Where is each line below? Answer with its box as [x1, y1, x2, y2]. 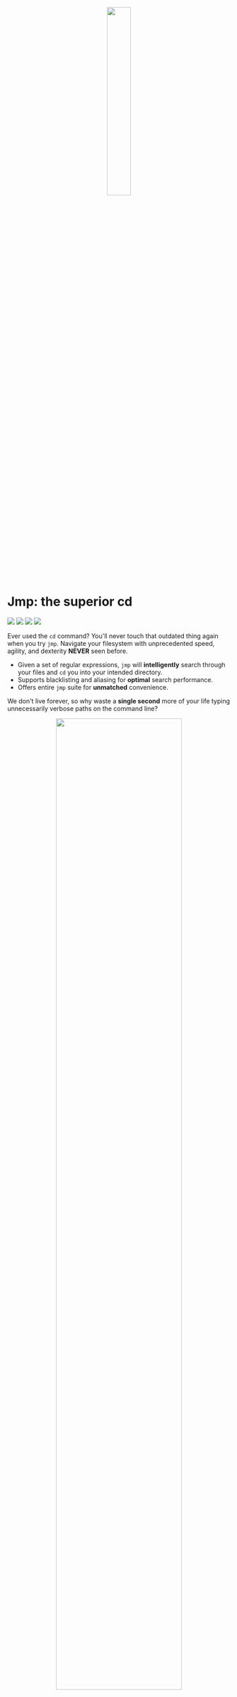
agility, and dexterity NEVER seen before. [7, 647, 129, 655]
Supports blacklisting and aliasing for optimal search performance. [17, 675, 214, 683]
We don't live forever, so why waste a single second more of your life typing [7, 696, 231, 705]
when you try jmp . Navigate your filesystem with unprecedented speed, [7, 639, 215, 647]
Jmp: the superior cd [7, 594, 133, 610]
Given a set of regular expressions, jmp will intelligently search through [17, 660, 226, 669]
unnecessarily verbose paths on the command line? [7, 704, 158, 713]
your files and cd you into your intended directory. [17, 668, 163, 676]
